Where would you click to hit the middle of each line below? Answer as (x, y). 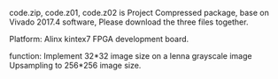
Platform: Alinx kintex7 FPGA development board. (99, 39)
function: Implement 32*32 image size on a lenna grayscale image (131, 56)
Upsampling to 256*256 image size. (75, 65)
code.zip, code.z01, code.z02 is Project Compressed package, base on (139, 13)
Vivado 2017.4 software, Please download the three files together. (129, 22)
